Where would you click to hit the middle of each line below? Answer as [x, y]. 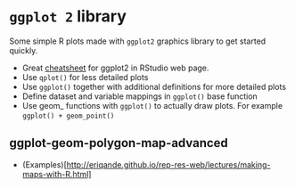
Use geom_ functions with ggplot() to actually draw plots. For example [152, 105]
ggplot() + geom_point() [68, 116]
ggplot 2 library [68, 16]
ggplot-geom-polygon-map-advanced [119, 143]
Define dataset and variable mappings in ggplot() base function [140, 96]
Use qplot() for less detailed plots [85, 77]
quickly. [24, 50]
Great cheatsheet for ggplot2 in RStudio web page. [115, 68]
